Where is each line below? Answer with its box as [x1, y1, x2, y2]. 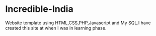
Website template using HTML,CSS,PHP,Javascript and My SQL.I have [5, 20, 151, 26]
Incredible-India [5, 3, 74, 15]
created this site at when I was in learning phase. [5, 25, 107, 31]
